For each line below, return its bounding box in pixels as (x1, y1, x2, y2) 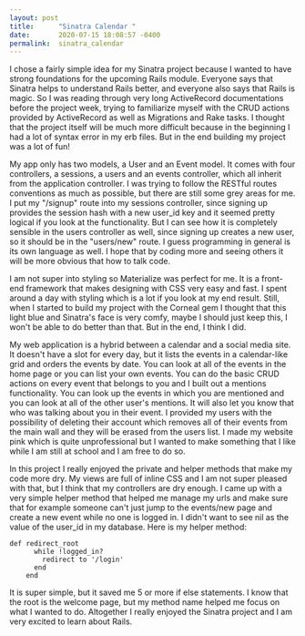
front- (260, 273, 284, 284)
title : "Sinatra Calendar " (9, 22, 137, 31)
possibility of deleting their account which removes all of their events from (9, 416, 289, 428)
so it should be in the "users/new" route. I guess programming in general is (9, 236, 291, 247)
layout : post (9, 13, 59, 23)
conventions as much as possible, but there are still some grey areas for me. (9, 188, 296, 199)
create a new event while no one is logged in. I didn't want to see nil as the (9, 512, 290, 523)
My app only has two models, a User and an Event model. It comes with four (9, 159, 296, 169)
